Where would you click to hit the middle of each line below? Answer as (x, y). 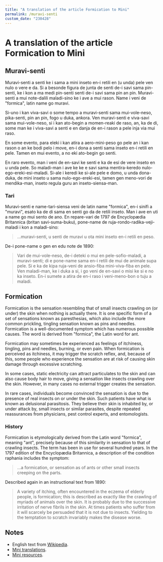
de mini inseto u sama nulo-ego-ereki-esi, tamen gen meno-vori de (85, 178)
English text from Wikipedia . (40, 544)
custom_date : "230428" (28, 18)
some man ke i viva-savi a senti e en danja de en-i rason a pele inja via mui (80, 128)
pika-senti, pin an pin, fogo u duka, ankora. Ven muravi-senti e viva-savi (77, 118)
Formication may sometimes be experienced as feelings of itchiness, (74, 344)
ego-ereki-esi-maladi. (27, 173)
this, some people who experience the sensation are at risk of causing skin (80, 359)
